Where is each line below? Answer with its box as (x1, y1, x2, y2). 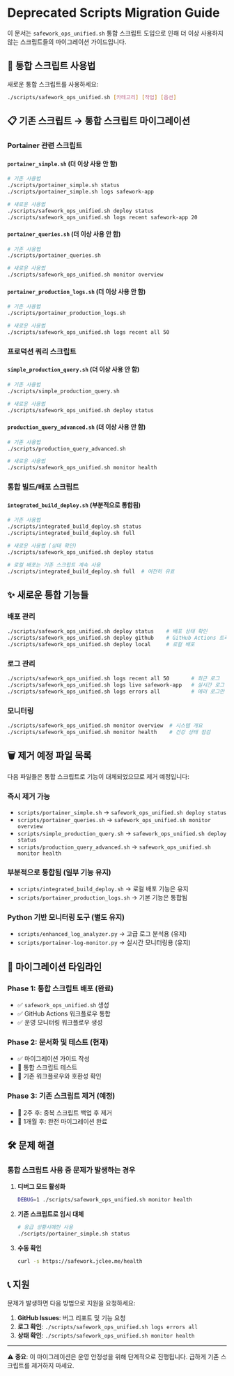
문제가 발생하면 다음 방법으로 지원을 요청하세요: (7, 1298, 136, 1307)
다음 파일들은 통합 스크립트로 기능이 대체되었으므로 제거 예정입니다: (7, 773, 189, 781)
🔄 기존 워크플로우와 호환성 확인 (17, 1072, 102, 1081)
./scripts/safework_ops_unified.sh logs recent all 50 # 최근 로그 (7, 675, 220, 682)
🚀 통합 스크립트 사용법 (7, 60, 96, 72)
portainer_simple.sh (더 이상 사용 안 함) (7, 159, 118, 168)
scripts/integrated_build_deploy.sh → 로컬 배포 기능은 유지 (17, 885, 189, 893)
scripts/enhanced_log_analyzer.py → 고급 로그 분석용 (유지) (17, 930, 187, 938)
